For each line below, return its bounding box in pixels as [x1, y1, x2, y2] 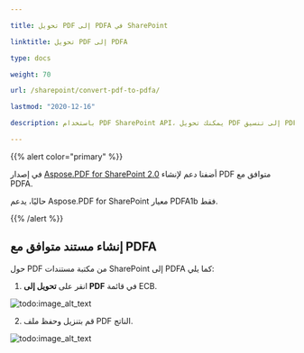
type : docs [10, 53, 51, 63]
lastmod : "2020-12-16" [10, 103, 96, 112]
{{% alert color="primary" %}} [10, 150, 124, 162]
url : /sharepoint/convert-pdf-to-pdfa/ [10, 86, 161, 95]
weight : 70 [10, 69, 51, 79]
